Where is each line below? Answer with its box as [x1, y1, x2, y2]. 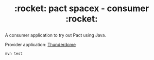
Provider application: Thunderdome [5, 42, 76, 48]
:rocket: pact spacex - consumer [14, 3, 149, 14]
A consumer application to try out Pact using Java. [5, 32, 106, 38]
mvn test [5, 51, 23, 56]
